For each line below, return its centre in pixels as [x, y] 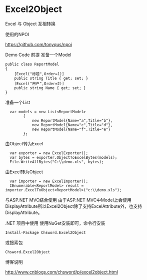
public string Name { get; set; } [50, 88]
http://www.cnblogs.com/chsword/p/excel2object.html [62, 272]
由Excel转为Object [24, 172]
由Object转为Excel [24, 143]
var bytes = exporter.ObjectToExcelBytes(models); [63, 157]
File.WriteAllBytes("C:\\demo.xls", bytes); [57, 162]
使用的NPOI [17, 34]
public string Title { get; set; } [51, 78]
